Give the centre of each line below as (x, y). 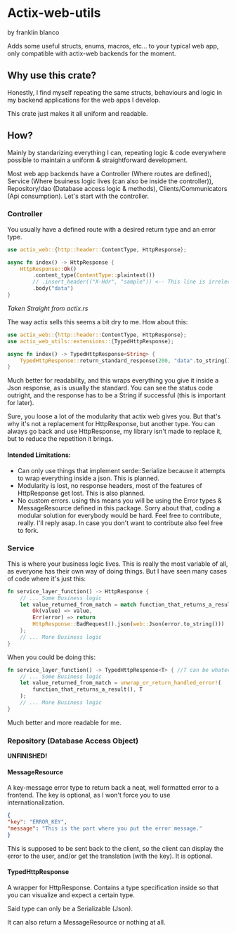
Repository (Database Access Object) (73, 741)
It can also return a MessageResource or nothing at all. (86, 922)
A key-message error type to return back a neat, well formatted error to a (113, 788)
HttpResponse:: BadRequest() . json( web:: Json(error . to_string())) (129, 624)
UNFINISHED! (27, 756)
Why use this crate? (52, 75)
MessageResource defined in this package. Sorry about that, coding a (119, 508)
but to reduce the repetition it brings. (60, 439)
